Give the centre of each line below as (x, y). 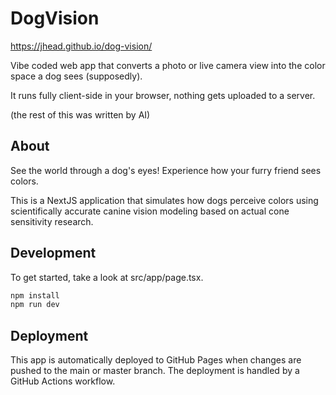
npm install (35, 295)
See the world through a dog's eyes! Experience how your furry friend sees (166, 170)
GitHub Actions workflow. (63, 381)
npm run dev (35, 305)
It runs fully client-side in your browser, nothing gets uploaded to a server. (163, 95)
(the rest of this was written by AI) (80, 114)
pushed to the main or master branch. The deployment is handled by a (155, 371)
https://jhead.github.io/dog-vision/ (81, 46)
